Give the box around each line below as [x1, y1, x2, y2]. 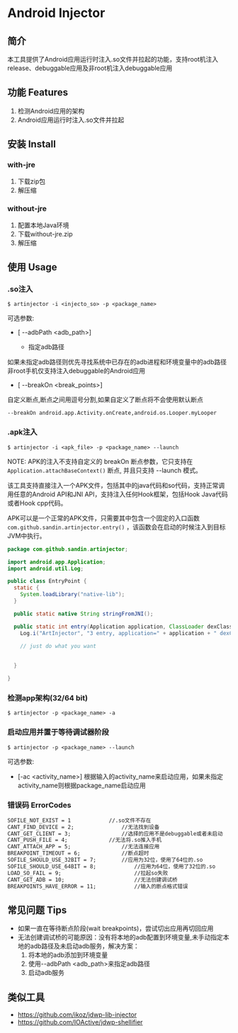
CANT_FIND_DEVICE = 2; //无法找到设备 [7, 823, 160, 831]
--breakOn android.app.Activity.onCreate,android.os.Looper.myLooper [7, 409, 217, 417]
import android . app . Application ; [7, 558, 106, 566]
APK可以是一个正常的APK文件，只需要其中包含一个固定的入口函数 [7, 513, 200, 522]
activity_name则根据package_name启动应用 [17, 781, 147, 789]
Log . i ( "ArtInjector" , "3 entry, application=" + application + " [20, 629, 217, 637]
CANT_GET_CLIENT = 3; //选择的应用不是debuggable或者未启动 [7, 830, 223, 837]
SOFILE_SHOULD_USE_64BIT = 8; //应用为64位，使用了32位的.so [7, 862, 216, 870]
